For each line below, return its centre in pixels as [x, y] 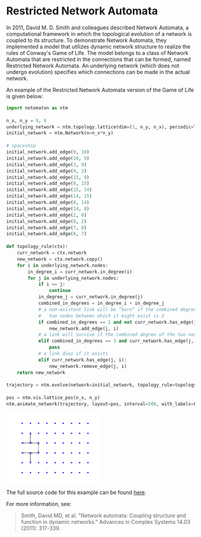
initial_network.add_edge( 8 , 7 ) [46, 234]
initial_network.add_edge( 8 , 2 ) [46, 221]
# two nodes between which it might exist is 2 [101, 316]
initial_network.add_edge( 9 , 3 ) [46, 171]
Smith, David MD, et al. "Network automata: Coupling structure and [103, 515]
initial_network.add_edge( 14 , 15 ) [49, 196]
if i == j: [52, 284]
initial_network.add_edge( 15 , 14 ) [49, 190]
